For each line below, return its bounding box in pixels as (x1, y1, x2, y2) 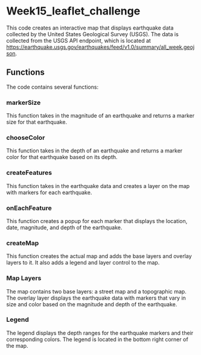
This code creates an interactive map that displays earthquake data (6, 24, 174, 31)
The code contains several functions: (6, 83, 98, 90)
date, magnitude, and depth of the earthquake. (6, 224, 123, 231)
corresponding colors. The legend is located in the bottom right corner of (6, 336, 188, 343)
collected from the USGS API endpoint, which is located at (6, 37, 151, 44)
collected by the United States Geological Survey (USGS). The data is (6, 30, 179, 37)
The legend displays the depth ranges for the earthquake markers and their (6, 329, 194, 336)
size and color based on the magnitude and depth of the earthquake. (6, 300, 177, 308)
